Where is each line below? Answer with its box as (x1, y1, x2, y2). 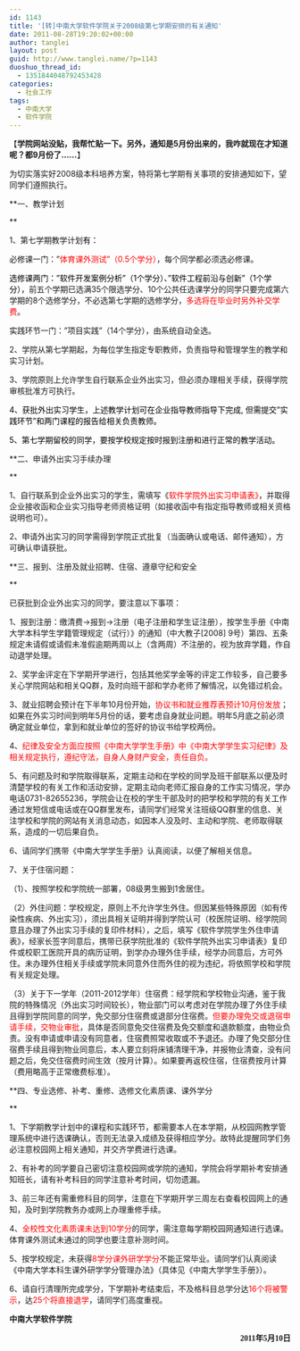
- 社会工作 (17, 88, 53, 96)
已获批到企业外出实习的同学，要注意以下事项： (9, 597, 181, 608)
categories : (9, 79, 54, 88)
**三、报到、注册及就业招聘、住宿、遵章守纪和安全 (9, 562, 198, 572)
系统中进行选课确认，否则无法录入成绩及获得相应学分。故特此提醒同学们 (16, 1133, 283, 1144)
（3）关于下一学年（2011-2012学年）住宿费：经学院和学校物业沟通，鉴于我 (9, 988, 286, 999)
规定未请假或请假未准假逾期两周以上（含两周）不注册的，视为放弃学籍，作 (9, 639, 283, 650)
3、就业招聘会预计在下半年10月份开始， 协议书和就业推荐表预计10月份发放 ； (9, 699, 288, 710)
